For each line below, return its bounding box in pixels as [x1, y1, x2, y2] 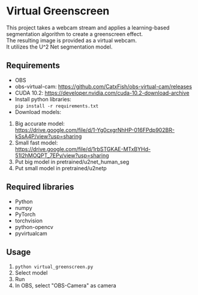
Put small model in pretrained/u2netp [14, 164, 107, 171]
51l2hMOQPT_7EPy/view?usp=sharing [14, 152, 109, 159]
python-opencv [14, 223, 54, 230]
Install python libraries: [14, 95, 72, 103]
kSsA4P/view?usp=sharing [14, 133, 82, 140]
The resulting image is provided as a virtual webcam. [6, 37, 137, 44]
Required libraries [6, 182, 74, 192]
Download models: [14, 108, 62, 115]
